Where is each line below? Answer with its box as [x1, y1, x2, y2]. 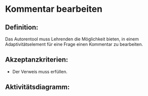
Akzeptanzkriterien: [5, 56, 68, 64]
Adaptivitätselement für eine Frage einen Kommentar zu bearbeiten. [5, 41, 143, 47]
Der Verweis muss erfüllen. [12, 68, 68, 74]
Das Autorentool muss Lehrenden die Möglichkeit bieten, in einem [5, 36, 139, 42]
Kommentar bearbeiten [5, 3, 103, 15]
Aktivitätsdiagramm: [5, 83, 70, 92]
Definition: [5, 23, 38, 32]
